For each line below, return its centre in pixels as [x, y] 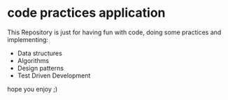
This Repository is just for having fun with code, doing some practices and [114, 32]
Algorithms [33, 60]
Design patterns [41, 68]
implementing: [28, 39]
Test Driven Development [54, 76]
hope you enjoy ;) [33, 89]
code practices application [86, 13]
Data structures [40, 53]
